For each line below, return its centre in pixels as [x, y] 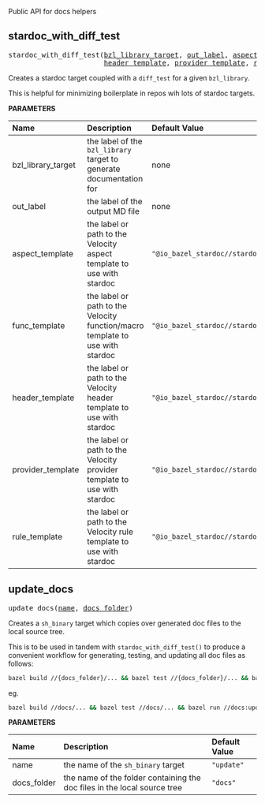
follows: [21, 663]
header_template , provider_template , [177, 63]
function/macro [115, 325]
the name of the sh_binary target [124, 765]
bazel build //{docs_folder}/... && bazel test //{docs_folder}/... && [128, 678]
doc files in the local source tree [123, 788]
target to [103, 159]
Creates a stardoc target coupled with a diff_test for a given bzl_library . [129, 77]
